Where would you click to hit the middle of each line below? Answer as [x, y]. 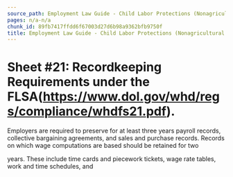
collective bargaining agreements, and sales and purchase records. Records [116, 138]
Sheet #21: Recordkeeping [84, 67]
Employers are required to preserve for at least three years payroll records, [114, 131]
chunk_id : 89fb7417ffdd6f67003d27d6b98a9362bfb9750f [85, 26]
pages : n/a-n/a [29, 20]
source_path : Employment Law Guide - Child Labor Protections [99, 14]
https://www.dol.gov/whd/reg [131, 97]
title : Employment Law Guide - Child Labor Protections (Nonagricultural [116, 33]
